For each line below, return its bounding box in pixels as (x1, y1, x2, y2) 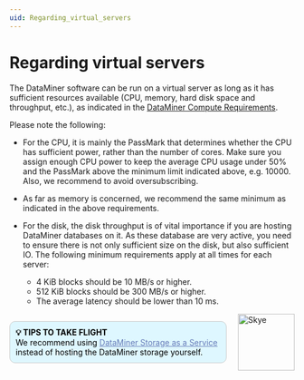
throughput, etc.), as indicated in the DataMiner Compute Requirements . (9, 102, 279, 112)
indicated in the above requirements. (22, 202, 160, 213)
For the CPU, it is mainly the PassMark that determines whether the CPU (22, 137, 292, 148)
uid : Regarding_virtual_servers (9, 13, 131, 23)
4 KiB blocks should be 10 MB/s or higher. (35, 276, 193, 287)
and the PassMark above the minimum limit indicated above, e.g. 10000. (22, 165, 291, 177)
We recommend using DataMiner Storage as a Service (15, 336, 218, 347)
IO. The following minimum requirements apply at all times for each (22, 248, 272, 259)
